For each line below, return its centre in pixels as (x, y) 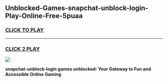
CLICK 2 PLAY (22, 49)
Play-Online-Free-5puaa (44, 16)
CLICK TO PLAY (24, 30)
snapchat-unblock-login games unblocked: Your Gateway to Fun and (78, 69)
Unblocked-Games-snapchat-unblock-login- (77, 8)
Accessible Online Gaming (33, 74)
